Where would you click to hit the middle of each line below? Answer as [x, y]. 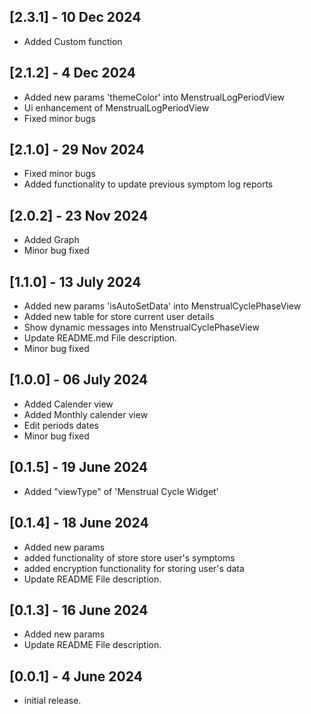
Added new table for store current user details [119, 317]
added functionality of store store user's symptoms [129, 557]
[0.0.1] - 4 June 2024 [76, 676]
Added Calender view [68, 404]
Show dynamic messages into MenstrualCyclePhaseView [141, 327]
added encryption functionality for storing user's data [134, 568]
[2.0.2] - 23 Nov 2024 [79, 215]
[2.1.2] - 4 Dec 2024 [72, 73]
